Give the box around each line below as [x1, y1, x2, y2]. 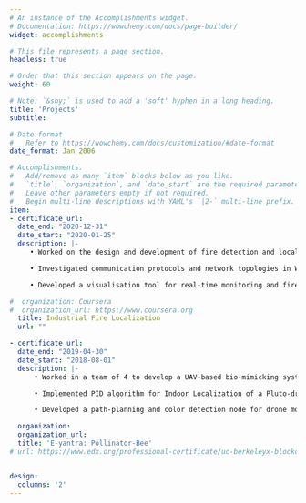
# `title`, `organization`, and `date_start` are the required [9, 180, 262, 189]
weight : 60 [9, 80, 51, 89]
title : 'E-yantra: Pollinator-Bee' [17, 438, 153, 448]
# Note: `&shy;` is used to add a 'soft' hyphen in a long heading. [9, 96, 275, 106]
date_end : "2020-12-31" [17, 222, 107, 232]
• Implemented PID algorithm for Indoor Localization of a [33, 388, 262, 398]
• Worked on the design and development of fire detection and [29, 247, 275, 257]
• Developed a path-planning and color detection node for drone [33, 406, 287, 415]
